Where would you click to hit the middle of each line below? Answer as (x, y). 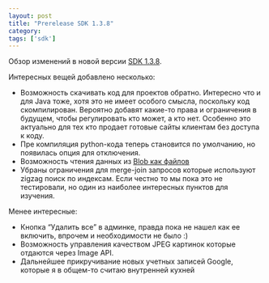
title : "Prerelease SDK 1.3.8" (61, 23)
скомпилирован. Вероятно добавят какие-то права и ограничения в (138, 110)
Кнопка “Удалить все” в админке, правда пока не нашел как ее (130, 227)
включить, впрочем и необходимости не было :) (104, 236)
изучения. (37, 196)
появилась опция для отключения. (80, 153)
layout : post (30, 16)
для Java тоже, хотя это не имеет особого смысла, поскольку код (135, 101)
